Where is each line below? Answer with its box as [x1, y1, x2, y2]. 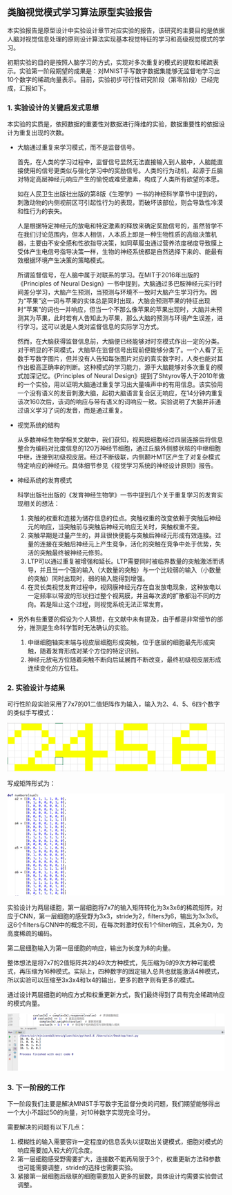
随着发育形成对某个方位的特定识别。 [39, 647, 143, 655]
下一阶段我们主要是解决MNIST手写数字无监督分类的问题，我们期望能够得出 [7, 1100, 220, 1108]
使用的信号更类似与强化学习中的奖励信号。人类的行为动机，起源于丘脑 [23, 166, 223, 175]
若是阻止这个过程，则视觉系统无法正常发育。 [39, 600, 167, 609]
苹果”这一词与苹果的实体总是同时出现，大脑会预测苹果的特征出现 [26, 297, 211, 305]
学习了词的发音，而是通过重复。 [35, 406, 126, 415]
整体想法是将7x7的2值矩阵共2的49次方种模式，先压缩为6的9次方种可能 [7, 958, 209, 967]
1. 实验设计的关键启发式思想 [7, 103, 99, 112]
